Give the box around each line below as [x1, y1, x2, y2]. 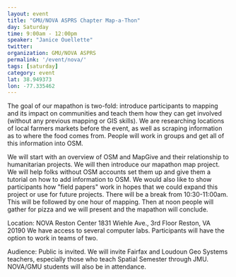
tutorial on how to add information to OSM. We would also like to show [7, 176, 212, 184]
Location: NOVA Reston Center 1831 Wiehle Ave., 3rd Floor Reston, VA [7, 219, 211, 228]
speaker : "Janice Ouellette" [7, 37, 93, 44]
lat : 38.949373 [7, 75, 52, 83]
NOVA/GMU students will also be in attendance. [7, 262, 146, 271]
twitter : [7, 43, 33, 50]
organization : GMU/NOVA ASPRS [7, 50, 97, 57]
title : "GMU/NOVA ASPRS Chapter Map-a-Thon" [7, 17, 141, 24]
